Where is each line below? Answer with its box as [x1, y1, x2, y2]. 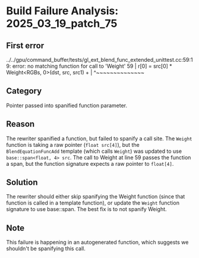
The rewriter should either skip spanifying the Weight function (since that [6, 193, 185, 200]
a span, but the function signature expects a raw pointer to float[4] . [6, 160, 174, 167]
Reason [6, 119, 35, 129]
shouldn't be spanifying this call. [6, 245, 86, 252]
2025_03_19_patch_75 [6, 17, 118, 30]
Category [6, 86, 42, 96]
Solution [6, 177, 38, 188]
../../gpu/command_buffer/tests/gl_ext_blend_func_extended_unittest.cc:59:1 [6, 56, 193, 63]
